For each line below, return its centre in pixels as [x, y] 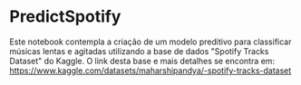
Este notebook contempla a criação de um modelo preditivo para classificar [150, 42]
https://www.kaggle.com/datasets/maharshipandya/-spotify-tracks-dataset [150, 71]
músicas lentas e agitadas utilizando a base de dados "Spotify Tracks [139, 51]
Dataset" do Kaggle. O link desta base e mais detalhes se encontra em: [142, 61]
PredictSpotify [65, 17]
